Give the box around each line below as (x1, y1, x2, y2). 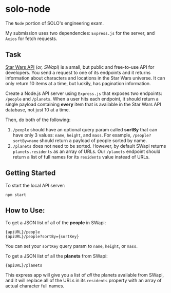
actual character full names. (5, 283, 65, 289)
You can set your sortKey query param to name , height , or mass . (5, 243, 138, 249)
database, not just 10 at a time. (5, 106, 70, 113)
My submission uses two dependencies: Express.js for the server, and (5, 30, 155, 36)
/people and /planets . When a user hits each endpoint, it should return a (5, 95, 159, 102)
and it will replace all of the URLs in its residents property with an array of (5, 278, 162, 284)
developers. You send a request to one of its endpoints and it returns (5, 69, 151, 75)
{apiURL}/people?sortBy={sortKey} (5, 234, 80, 239)
